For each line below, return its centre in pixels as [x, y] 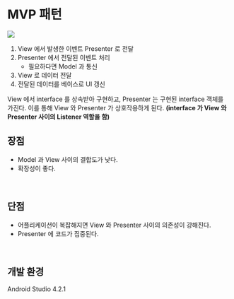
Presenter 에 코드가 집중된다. [58, 233]
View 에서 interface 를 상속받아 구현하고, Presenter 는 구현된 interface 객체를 [116, 99]
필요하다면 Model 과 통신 [63, 66]
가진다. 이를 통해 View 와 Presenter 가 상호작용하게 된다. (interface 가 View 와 [117, 107]
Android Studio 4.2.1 [36, 289]
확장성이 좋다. [37, 168]
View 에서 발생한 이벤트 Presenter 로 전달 [76, 48]
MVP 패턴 [35, 14]
